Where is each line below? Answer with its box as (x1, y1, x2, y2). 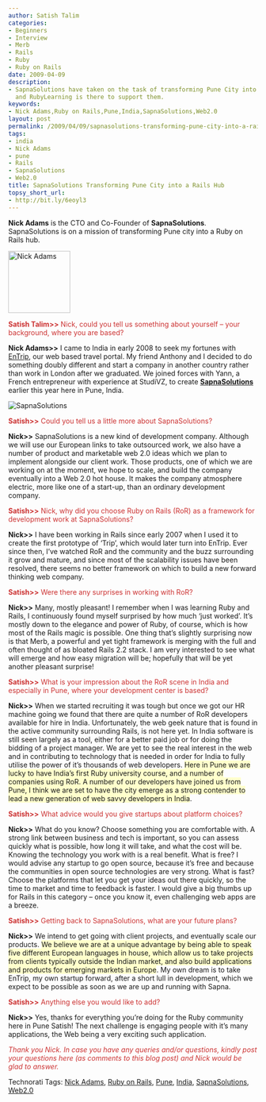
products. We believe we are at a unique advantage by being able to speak (8, 939, 252, 949)
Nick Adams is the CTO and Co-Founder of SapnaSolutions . (8, 218, 207, 227)
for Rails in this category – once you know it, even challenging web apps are (8, 892, 256, 901)
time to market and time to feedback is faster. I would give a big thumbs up (8, 883, 252, 893)
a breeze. (8, 900, 40, 910)
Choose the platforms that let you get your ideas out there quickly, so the (8, 875, 247, 884)
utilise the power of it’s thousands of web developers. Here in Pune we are (8, 760, 251, 769)
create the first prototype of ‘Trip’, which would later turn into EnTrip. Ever (8, 538, 248, 548)
